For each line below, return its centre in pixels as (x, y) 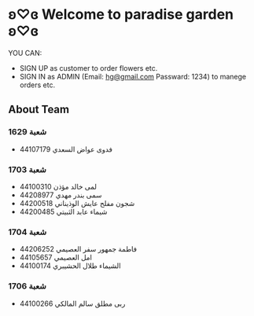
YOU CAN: (25, 53)
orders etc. (37, 85)
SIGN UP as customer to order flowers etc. (88, 68)
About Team (39, 110)
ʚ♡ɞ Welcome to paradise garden (121, 15)
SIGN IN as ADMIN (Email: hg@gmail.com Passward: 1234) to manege (133, 76)
